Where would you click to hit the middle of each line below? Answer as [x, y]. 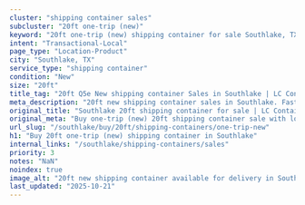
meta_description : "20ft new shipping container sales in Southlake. [144, 102]
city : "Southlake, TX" [52, 60]
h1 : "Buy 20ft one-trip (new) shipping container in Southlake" [133, 136]
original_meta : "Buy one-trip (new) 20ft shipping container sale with [148, 119]
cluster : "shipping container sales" [81, 18]
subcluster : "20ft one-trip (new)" [77, 26]
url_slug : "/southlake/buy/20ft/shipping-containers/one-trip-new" [140, 128]
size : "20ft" [34, 85]
